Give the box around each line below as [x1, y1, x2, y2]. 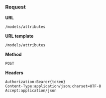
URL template [5, 33, 34, 39]
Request [5, 3, 26, 10]
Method [5, 51, 22, 58]
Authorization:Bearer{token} [5, 80, 66, 85]
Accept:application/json [5, 88, 57, 93]
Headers [5, 70, 23, 76]
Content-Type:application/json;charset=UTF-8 [5, 84, 101, 89]
